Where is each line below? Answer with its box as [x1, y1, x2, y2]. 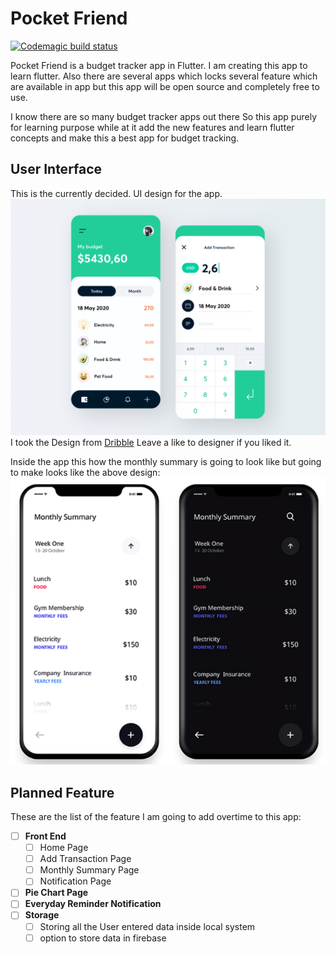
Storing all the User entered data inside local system [39, 920, 256, 932]
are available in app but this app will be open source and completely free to [10, 80, 320, 92]
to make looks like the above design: [10, 466, 161, 478]
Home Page [39, 842, 89, 854]
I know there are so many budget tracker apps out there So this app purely [10, 110, 318, 122]
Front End [24, 830, 67, 842]
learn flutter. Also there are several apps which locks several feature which [10, 70, 318, 82]
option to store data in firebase [39, 932, 167, 944]
